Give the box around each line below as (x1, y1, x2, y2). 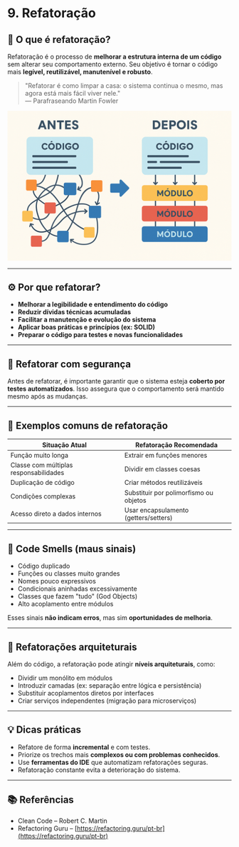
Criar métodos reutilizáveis (124, 478, 203, 487)
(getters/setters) (124, 513, 173, 522)
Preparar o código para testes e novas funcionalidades (17, 331, 184, 339)
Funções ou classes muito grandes (17, 569, 120, 578)
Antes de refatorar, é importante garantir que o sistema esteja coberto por (7, 377, 225, 386)
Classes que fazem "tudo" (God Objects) (17, 592, 138, 601)
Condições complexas (10, 492, 76, 501)
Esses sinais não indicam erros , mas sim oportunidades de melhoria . (7, 613, 213, 622)
